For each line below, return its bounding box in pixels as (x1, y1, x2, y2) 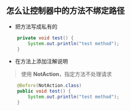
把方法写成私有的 (14, 23, 58, 30)
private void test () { (17, 35, 74, 41)
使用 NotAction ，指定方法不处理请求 (20, 71, 112, 78)
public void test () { (17, 88, 71, 95)
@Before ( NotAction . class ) (17, 83, 82, 89)
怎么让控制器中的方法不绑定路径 (6, 5, 125, 16)
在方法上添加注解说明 (14, 58, 68, 65)
